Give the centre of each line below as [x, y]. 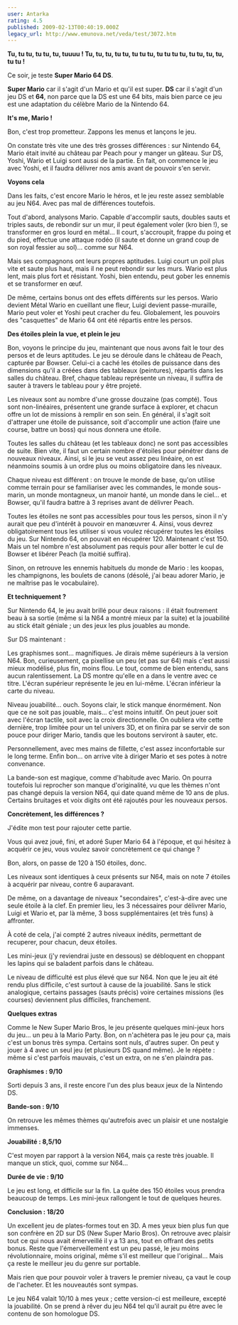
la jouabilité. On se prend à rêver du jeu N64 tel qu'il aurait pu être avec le [115, 1307]
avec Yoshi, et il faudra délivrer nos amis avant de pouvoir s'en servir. [109, 169]
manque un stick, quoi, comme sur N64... [68, 1163]
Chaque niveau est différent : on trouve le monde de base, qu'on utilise [111, 480]
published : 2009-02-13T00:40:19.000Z [63, 27]
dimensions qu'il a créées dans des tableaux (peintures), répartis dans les [115, 371]
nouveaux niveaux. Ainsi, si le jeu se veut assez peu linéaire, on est [106, 459]
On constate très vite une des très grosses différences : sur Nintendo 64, [114, 146]
